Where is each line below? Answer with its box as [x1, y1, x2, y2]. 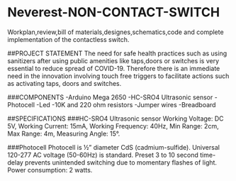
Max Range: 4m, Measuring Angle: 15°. [7, 129, 120, 138]
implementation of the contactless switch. [7, 35, 130, 43]
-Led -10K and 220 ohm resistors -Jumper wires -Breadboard [36, 100, 216, 109]
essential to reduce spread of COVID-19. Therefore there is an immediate [7, 64, 220, 72]
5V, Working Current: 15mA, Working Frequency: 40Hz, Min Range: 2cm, [7, 121, 219, 130]
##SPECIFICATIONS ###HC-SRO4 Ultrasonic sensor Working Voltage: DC [7, 114, 225, 123]
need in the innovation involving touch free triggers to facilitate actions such [7, 72, 230, 80]
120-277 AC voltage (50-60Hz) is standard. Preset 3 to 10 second [7, 150, 198, 159]
